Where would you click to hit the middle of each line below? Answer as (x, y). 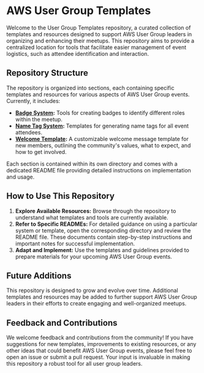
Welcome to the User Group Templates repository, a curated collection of (99, 28)
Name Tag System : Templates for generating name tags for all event (102, 126)
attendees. (29, 132)
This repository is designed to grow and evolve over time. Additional (93, 290)
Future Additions (39, 276)
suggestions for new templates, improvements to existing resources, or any (101, 344)
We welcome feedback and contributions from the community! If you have (100, 337)
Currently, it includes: (33, 101)
